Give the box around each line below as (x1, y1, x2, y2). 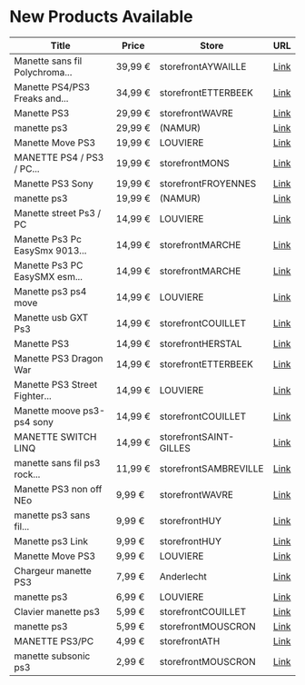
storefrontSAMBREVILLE (159, 462, 264, 474)
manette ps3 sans (14, 509, 91, 521)
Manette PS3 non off (14, 482, 103, 495)
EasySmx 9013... (14, 243, 87, 256)
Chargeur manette (14, 564, 93, 577)
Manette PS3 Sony (14, 177, 93, 190)
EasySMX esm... (14, 270, 84, 283)
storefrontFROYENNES (159, 177, 257, 190)
